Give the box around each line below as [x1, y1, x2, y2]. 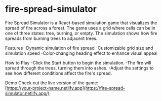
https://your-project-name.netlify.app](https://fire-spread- [6, 85, 125, 91]
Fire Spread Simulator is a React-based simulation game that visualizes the [5, 20, 157, 26]
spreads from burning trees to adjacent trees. [5, 35, 98, 41]
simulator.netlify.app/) [5, 90, 50, 96]
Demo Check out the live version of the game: [5, 80, 99, 86]
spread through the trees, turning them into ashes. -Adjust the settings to [5, 65, 154, 71]
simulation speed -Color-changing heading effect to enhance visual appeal [5, 50, 158, 56]
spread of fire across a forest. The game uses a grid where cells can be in [5, 25, 156, 31]
